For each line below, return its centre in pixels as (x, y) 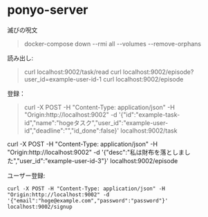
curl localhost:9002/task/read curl (73, 72)
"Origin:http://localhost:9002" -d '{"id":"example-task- (102, 114)
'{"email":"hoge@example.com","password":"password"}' (88, 200)
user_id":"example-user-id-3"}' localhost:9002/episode (99, 160)
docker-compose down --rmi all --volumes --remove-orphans (113, 44)
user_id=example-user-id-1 (63, 79)
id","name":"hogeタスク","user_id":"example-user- (96, 122)
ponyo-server (48, 10)
